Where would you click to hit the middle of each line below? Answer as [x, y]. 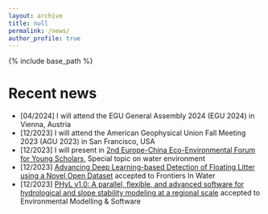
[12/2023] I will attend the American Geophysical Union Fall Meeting [133, 133]
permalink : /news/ [39, 31]
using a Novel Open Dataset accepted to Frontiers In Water [118, 176]
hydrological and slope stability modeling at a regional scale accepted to [140, 193]
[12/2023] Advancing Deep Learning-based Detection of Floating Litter [137, 167]
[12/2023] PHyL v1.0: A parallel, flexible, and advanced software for [132, 184]
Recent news [53, 94]
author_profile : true [45, 38]
